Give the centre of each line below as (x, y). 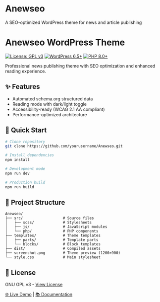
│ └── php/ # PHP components (52, 231)
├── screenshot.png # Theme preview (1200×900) (63, 253)
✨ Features (23, 87)
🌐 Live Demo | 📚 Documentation (39, 295)
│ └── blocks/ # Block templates (53, 244)
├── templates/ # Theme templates (53, 236)
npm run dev (17, 173)
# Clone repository (25, 142)
